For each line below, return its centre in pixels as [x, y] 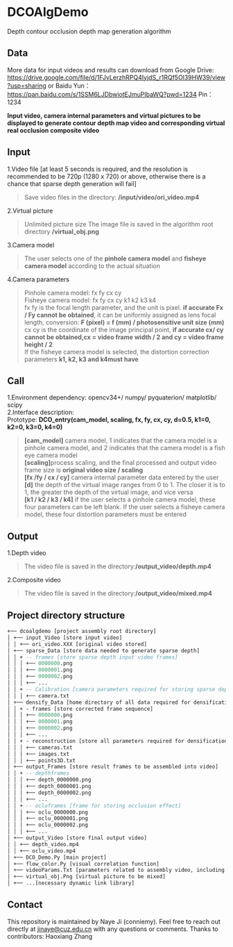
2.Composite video [34, 580]
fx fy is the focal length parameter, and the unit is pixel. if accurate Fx [124, 307]
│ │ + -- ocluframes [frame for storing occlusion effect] [94, 806]
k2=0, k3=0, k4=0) [35, 427]
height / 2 [38, 344]
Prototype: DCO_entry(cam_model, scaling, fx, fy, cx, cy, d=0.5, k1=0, [109, 420]
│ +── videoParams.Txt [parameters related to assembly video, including [116, 870]
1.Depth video [27, 553]
